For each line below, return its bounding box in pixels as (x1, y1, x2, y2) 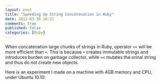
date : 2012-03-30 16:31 (5, 16, 54, 21)
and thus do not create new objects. (5, 60, 79, 65)
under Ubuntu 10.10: (5, 75, 46, 80)
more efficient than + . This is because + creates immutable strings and (5, 49, 149, 55)
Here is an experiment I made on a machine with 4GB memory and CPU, (5, 69, 153, 75)
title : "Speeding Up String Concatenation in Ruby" (5, 12, 114, 17)
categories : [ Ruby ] (5, 30, 46, 35)
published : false (5, 26, 41, 31)
